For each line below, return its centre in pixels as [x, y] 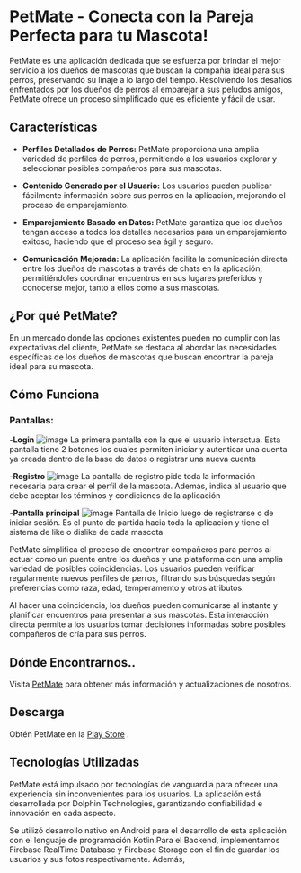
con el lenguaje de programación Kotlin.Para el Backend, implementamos [145, 840]
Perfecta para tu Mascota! [109, 36]
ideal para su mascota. [52, 366]
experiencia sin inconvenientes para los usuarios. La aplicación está [135, 794]
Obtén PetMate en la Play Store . [70, 734]
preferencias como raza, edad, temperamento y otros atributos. [127, 588]
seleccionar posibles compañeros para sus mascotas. [122, 168]
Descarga [37, 712]
